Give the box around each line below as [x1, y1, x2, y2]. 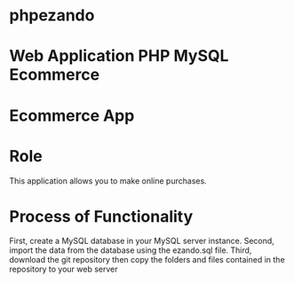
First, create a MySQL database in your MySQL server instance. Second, [9, 236, 275, 247]
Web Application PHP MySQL [9, 46, 229, 67]
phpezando [9, 5, 95, 26]
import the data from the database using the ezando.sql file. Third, [9, 245, 252, 255]
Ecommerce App [9, 106, 135, 125]
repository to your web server [9, 263, 118, 275]
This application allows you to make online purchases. [9, 175, 207, 186]
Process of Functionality [9, 206, 194, 226]
